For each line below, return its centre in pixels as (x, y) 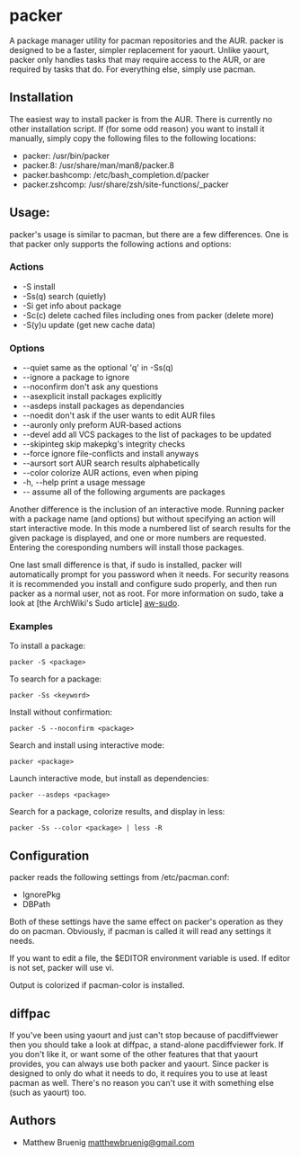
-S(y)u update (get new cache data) (88, 325)
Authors (33, 1121)
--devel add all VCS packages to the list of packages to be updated (147, 435)
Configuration (49, 855)
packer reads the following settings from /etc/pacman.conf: (119, 877)
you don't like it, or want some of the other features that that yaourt (134, 1055)
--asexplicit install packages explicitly (92, 396)
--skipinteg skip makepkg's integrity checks (104, 444)
